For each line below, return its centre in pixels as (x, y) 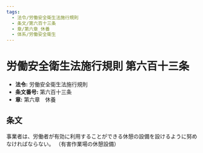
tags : (13, 12)
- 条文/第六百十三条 (34, 23)
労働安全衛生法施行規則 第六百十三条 (98, 66)
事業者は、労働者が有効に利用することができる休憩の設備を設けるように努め (102, 136)
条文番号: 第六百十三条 (43, 92)
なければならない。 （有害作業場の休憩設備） (63, 144)
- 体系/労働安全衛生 (34, 35)
